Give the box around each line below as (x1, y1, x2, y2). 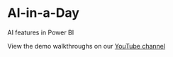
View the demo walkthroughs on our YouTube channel (7, 42, 165, 50)
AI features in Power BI (7, 28, 74, 37)
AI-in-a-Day (7, 5, 80, 21)
